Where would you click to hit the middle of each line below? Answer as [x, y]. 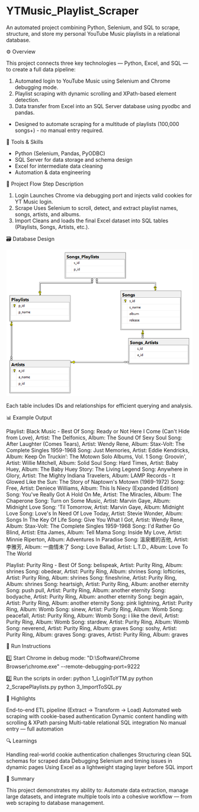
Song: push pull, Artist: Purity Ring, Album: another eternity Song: [86, 590]
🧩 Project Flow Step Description [45, 184]
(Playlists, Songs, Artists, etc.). [52, 226]
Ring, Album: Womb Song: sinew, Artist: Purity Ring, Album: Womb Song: [95, 609]
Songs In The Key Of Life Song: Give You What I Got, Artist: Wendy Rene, [95, 520]
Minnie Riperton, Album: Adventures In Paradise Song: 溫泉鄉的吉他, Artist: [97, 540]
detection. [27, 100]
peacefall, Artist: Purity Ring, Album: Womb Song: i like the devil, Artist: [93, 616]
